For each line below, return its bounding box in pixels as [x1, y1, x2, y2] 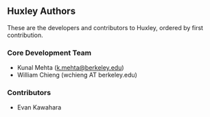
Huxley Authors [7, 5, 76, 17]
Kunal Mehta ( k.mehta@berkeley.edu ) [16, 64, 125, 72]
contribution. [7, 31, 43, 39]
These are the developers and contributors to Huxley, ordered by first [7, 23, 204, 31]
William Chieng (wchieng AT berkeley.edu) [16, 71, 137, 79]
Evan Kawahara [16, 103, 62, 112]
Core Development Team [7, 48, 92, 57]
